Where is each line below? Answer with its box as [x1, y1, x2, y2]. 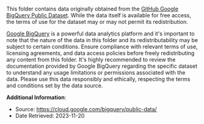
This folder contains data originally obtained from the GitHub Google [6, 5, 179, 12]
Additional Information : [6, 94, 67, 101]
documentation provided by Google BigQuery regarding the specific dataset [6, 62, 197, 70]
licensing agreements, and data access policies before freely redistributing [6, 49, 195, 57]
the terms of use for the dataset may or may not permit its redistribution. [6, 18, 188, 25]
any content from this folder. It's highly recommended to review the [6, 56, 176, 63]
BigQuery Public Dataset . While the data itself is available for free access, [6, 12, 191, 19]
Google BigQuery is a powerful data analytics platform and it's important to [6, 30, 195, 37]
